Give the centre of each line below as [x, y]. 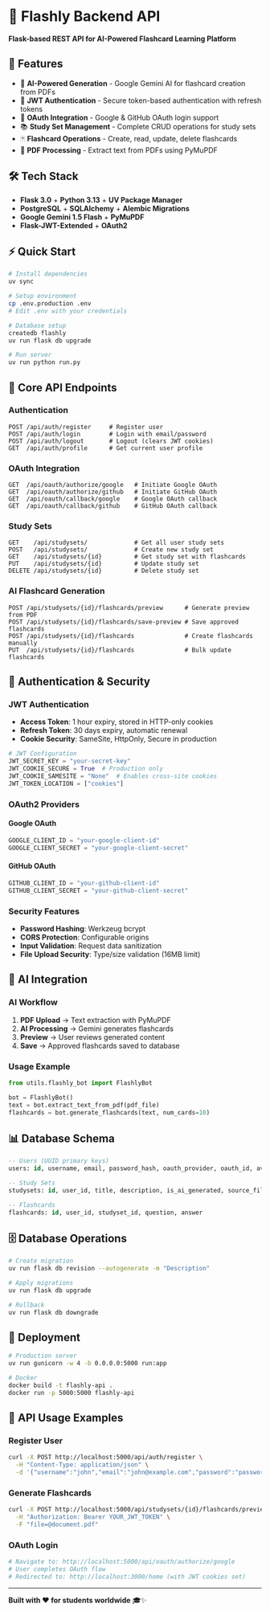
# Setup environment [43, 297]
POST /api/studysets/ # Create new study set [111, 550]
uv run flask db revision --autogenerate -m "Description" [109, 1269]
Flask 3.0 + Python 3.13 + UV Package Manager [101, 199]
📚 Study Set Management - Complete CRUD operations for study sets [138, 126]
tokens [31, 108]
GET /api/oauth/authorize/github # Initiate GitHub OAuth [113, 492]
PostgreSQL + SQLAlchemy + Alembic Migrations [105, 208]
